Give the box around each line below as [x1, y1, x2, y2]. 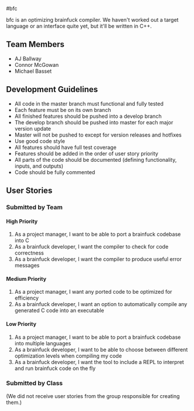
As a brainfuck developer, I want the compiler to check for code [14, 243, 169, 250]
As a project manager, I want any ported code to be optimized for [14, 288, 172, 295]
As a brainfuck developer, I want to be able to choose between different [14, 346, 188, 353]
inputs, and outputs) [14, 162, 63, 169]
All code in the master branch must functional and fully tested [14, 100, 164, 107]
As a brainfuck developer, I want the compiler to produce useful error [14, 256, 182, 263]
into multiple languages [14, 339, 72, 347]
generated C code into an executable [14, 307, 104, 314]
